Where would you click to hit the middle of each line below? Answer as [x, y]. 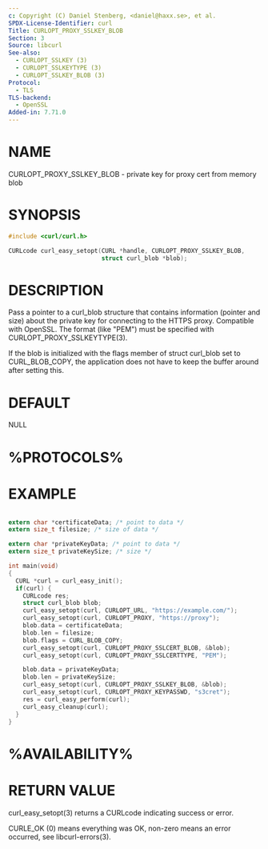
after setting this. [36, 370]
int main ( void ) [34, 566]
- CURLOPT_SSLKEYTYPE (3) [59, 68]
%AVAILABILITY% [71, 754]
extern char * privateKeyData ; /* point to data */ [94, 544]
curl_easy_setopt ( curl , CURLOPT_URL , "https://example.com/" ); [130, 611]
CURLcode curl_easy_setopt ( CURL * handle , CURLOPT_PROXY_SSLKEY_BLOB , [127, 250]
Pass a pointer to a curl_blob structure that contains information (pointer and [134, 312]
